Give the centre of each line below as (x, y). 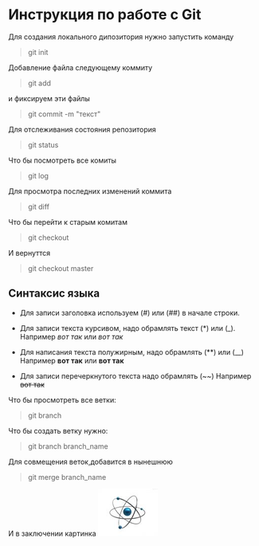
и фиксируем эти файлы (49, 98)
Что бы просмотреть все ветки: (63, 399)
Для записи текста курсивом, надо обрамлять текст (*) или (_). (128, 328)
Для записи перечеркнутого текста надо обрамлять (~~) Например (135, 375)
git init (38, 52)
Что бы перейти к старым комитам (68, 222)
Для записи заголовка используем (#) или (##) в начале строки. (130, 312)
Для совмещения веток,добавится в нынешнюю (90, 462)
